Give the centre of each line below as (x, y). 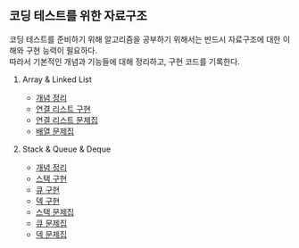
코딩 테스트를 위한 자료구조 (78, 16)
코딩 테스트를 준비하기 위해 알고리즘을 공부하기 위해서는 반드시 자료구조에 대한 (145, 39)
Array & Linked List (57, 79)
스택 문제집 (54, 211)
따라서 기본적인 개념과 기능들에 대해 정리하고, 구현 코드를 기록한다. (125, 62)
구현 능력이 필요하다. (62, 50)
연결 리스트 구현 (63, 109)
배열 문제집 (54, 131)
